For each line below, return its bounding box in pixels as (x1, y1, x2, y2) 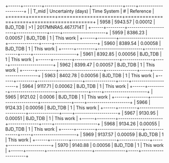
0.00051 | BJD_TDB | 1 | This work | (5, 116, 78, 121)
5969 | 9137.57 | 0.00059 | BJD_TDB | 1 (83, 132, 164, 137)
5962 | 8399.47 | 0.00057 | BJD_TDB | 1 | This (60, 62, 155, 68)
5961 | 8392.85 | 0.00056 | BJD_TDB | (83, 51, 162, 57)
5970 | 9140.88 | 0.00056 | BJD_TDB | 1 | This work (58, 142, 164, 148)
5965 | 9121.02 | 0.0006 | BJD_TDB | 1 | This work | (5, 94, 111, 100)
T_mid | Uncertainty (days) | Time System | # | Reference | (33, 8, 154, 14)
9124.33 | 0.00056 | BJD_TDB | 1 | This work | (5, 104, 99, 111)
